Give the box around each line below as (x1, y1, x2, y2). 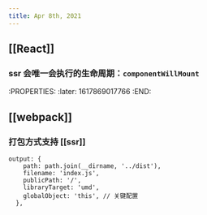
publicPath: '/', (23, 176, 82, 184)
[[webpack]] (8, 110, 73, 124)
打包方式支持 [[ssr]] (8, 135, 86, 147)
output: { (8, 155, 42, 163)
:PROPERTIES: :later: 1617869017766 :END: (8, 87, 152, 97)
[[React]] (8, 42, 55, 56)
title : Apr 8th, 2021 (8, 11, 82, 20)
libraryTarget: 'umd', (23, 183, 100, 191)
